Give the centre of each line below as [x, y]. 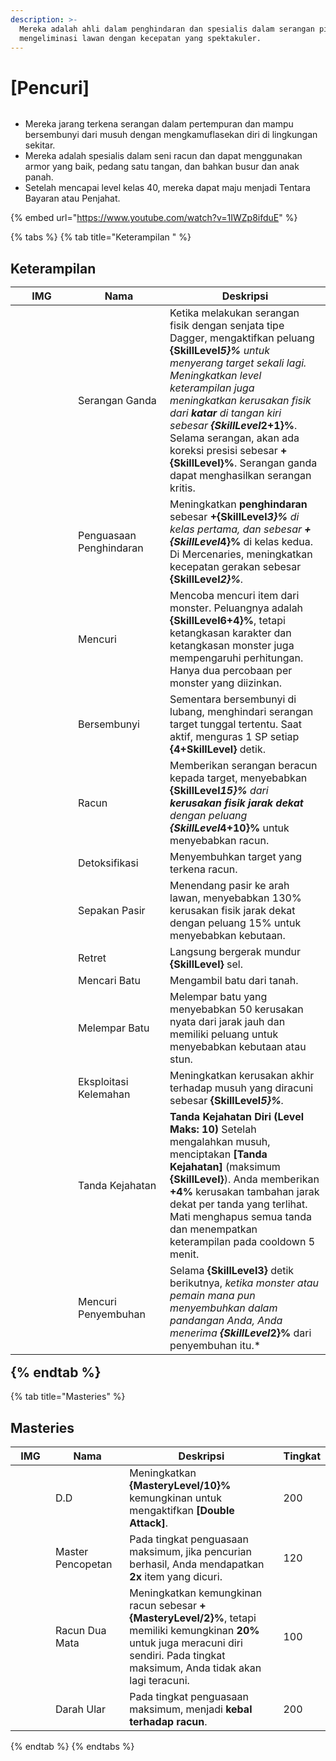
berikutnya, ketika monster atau [244, 1283]
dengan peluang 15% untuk [235, 923]
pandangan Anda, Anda [226, 1320]
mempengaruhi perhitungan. [236, 658]
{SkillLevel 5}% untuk [220, 350]
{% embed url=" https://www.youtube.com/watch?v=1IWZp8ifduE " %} [154, 218]
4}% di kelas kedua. [266, 541]
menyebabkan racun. [219, 840]
